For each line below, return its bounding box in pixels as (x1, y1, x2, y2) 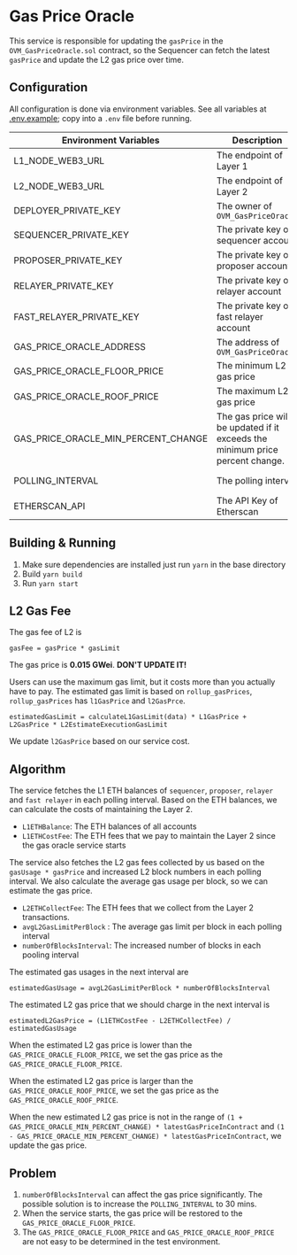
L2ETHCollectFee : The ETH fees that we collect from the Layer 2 (21, 903, 255, 913)
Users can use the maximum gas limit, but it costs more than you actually (9, 677, 276, 687)
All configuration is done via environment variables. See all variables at (9, 104, 267, 114)
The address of (216, 336, 280, 348)
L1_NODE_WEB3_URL (13, 154, 105, 167)
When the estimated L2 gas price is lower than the (9, 1040, 193, 1050)
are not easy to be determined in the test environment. (21, 1236, 221, 1246)
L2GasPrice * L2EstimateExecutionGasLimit (9, 720, 168, 730)
